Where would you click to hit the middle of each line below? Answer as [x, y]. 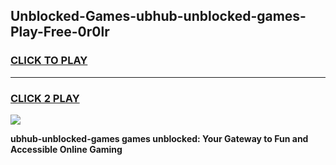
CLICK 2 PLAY [45, 98]
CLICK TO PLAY [49, 61]
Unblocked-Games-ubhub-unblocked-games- [158, 16]
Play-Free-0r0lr [60, 32]
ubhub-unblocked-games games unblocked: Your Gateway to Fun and [159, 138]
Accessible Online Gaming [66, 149]
